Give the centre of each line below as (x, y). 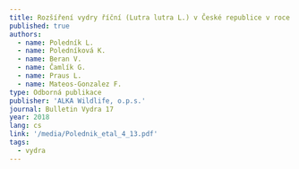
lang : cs (26, 126)
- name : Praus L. (50, 76)
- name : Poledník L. (56, 42)
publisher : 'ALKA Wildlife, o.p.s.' (77, 101)
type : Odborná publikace (56, 92)
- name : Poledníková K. (61, 51)
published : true (39, 26)
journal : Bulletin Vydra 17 (62, 109)
